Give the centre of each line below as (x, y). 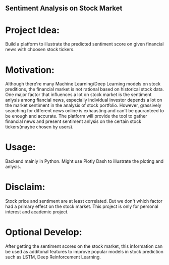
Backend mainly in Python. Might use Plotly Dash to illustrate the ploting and (84, 161)
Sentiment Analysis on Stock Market (64, 8)
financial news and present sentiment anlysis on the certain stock (73, 121)
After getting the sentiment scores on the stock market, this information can (84, 246)
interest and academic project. (37, 212)
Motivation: (30, 70)
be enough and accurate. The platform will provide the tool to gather (76, 116)
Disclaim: (25, 187)
